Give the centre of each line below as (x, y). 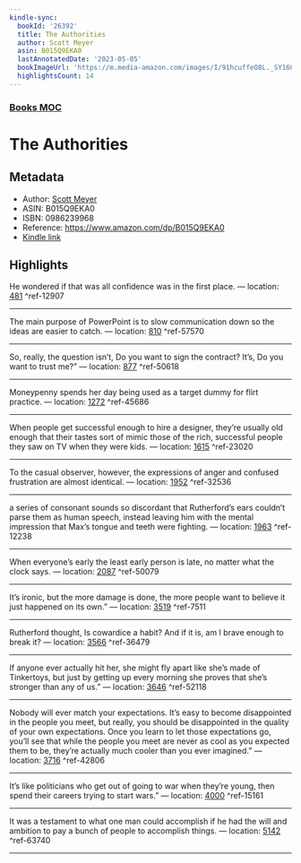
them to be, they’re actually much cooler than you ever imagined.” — (136, 751)
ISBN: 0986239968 (58, 218)
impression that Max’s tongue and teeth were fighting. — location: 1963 (141, 527)
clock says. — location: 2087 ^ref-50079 (84, 572)
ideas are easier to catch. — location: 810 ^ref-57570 (107, 332)
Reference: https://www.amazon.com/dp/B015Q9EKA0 (124, 227)
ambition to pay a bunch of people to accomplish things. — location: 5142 (145, 831)
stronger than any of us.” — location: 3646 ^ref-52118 (108, 687)
